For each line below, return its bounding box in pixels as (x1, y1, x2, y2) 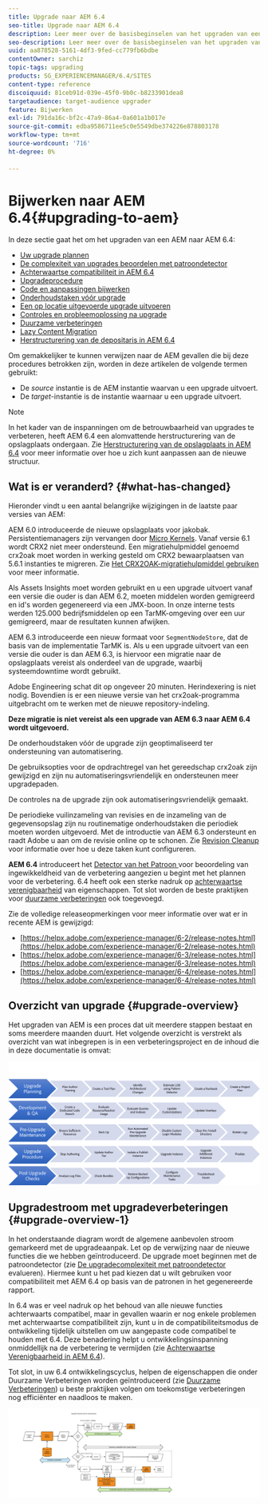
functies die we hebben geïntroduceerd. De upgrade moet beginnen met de (8, 1251, 258, 1261)
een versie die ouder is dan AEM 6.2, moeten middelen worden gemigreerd (8, 591, 255, 601)
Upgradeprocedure (19, 276, 84, 285)
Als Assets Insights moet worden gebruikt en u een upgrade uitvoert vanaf (8, 583, 253, 593)
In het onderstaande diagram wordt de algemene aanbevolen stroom (8, 1235, 234, 1244)
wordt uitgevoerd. (8, 723, 69, 733)
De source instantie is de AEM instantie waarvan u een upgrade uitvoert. (19, 384, 258, 393)
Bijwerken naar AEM (8, 192, 145, 209)
